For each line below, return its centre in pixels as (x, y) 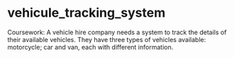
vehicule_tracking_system (87, 13)
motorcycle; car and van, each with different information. (90, 47)
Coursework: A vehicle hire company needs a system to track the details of (117, 32)
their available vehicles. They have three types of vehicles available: (107, 39)
